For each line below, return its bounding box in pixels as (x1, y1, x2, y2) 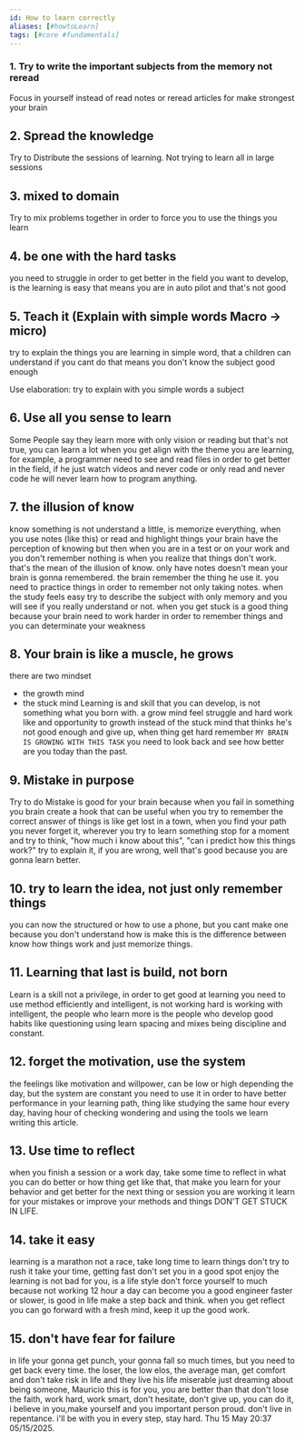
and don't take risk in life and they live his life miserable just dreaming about (9, 1375, 293, 1386)
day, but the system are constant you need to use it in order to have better (9, 1087, 287, 1098)
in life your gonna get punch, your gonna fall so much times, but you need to (9, 1356, 295, 1366)
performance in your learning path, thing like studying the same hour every (9, 1097, 290, 1108)
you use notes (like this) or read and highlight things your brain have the (9, 533, 279, 544)
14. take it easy (9, 1232, 95, 1247)
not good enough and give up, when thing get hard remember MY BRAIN (22, 726, 289, 737)
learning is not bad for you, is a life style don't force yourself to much (9, 1276, 268, 1286)
